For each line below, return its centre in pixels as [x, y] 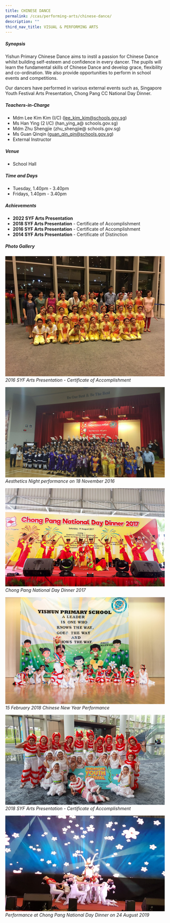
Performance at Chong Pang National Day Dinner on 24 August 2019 [77, 915]
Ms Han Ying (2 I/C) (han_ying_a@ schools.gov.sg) [65, 123]
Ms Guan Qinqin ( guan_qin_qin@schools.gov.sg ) [63, 134]
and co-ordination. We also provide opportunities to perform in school [78, 73]
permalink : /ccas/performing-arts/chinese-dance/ [59, 16]
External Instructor [32, 139]
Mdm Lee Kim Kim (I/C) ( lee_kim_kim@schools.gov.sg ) [70, 118]
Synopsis [15, 44]
